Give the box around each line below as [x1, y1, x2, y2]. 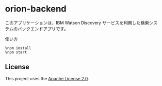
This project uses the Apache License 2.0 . [5, 75, 89, 81]
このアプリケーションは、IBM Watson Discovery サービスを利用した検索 [5, 20, 149, 25]
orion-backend [5, 3, 67, 14]
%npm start [5, 49, 27, 55]
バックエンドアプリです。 [17, 25, 69, 32]
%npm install [5, 46, 32, 50]
